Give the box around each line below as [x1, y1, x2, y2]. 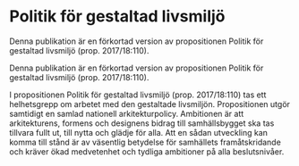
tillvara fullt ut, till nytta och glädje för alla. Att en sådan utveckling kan [9, 127, 269, 137]
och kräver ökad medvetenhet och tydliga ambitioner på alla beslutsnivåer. [9, 145, 285, 157]
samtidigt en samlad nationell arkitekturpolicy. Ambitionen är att [9, 108, 244, 119]
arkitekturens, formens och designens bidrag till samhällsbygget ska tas [9, 118, 275, 129]
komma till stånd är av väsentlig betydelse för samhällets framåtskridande [9, 137, 282, 147]
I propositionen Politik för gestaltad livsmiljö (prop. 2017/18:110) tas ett [9, 89, 267, 100]
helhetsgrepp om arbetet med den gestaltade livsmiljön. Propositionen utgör [9, 98, 291, 109]
